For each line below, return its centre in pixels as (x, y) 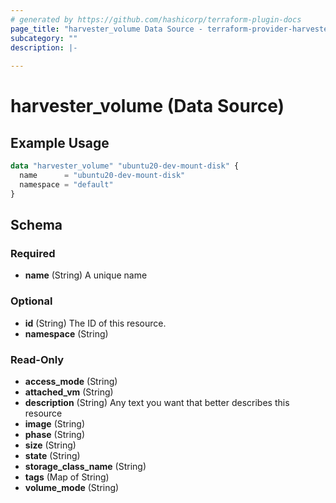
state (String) (52, 455)
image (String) (55, 423)
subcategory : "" (44, 38)
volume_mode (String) (72, 487)
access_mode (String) (71, 381)
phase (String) (55, 434)
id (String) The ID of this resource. (95, 323)
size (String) (50, 445)
